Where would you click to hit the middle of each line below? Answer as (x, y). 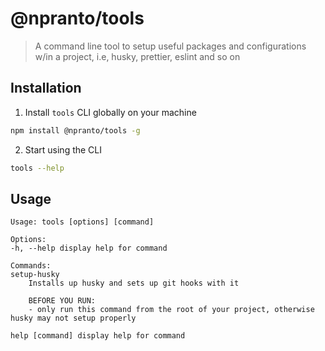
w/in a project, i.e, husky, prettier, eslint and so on (137, 56)
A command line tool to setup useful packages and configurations (170, 46)
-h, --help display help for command (89, 248)
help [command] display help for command (98, 336)
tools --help (37, 168)
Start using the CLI (63, 149)
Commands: (31, 266)
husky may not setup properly (73, 318)
